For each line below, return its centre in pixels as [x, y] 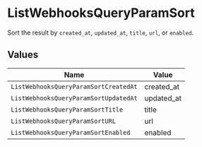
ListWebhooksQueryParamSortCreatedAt [74, 87]
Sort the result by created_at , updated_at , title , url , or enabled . [101, 33]
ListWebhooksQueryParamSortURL [64, 121]
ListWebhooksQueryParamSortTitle [67, 110]
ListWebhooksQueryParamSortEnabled [71, 133]
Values [23, 55]
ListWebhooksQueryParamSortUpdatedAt [74, 98]
